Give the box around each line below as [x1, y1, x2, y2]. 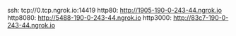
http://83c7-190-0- [172, 13, 229, 22]
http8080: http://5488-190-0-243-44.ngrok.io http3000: [7, 13, 172, 22]
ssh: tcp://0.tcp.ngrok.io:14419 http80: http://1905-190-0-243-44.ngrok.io [7, 6, 223, 14]
